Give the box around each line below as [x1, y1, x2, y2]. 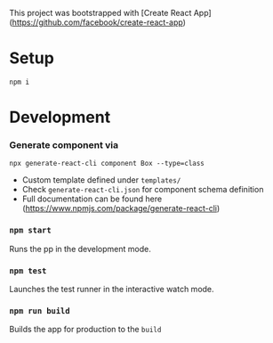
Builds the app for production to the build [9, 324, 162, 335]
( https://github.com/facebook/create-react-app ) [9, 17, 187, 28]
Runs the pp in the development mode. [9, 243, 151, 254]
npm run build [9, 306, 70, 315]
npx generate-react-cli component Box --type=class [9, 159, 205, 168]
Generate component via [9, 139, 118, 151]
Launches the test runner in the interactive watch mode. [9, 284, 215, 295]
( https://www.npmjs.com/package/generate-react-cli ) [21, 203, 221, 214]
